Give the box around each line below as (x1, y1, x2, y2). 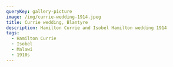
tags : (6, 30, 19, 36)
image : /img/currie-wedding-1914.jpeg (6, 14, 101, 20)
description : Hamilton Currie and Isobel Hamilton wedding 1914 (6, 24, 167, 31)
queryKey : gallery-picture (6, 8, 72, 15)
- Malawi (11, 47, 33, 52)
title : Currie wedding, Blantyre (6, 19, 88, 25)
